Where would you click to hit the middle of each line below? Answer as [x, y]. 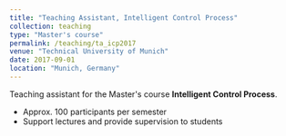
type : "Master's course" [56, 34]
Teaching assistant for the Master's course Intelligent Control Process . [143, 94]
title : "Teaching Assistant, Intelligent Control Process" [124, 18]
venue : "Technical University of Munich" [89, 52]
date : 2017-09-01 [42, 60]
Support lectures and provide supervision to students [123, 121]
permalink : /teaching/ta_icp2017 [73, 43]
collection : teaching [51, 26]
